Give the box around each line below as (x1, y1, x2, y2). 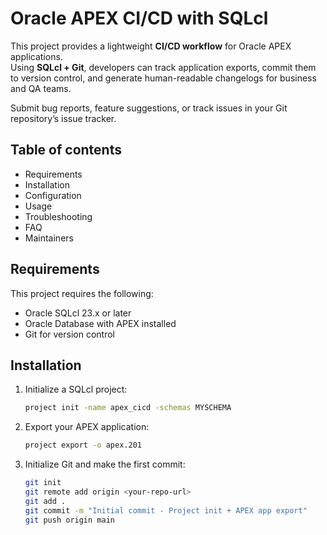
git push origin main (24, 515, 115, 525)
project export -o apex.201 (24, 440, 142, 451)
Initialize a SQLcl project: (24, 383, 128, 396)
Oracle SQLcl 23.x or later (24, 307, 132, 319)
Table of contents (10, 142, 122, 159)
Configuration (24, 189, 82, 201)
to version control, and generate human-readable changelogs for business (10, 72, 317, 84)
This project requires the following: (10, 287, 154, 299)
